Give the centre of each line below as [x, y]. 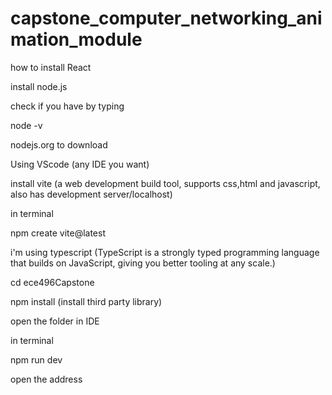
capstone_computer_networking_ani [166, 18]
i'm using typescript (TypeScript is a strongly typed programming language [165, 252]
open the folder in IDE [55, 321]
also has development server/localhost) [91, 194]
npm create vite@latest [58, 233]
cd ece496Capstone [52, 282]
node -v [26, 125]
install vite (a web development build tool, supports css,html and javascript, [165, 183]
